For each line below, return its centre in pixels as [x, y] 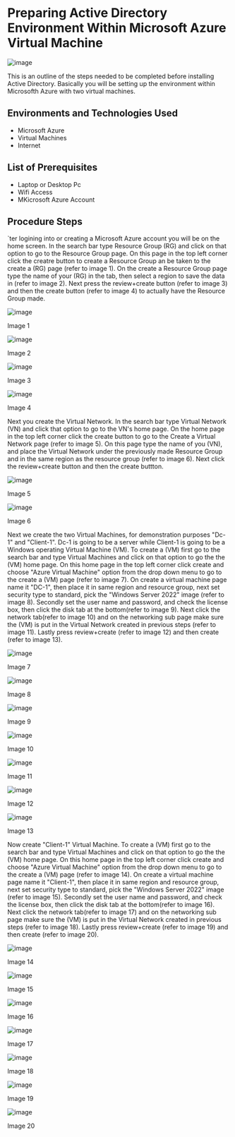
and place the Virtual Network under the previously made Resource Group [115, 451]
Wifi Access [35, 192]
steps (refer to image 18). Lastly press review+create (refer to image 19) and [118, 927]
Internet [29, 145]
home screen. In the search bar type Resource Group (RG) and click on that [117, 246]
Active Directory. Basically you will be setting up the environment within [111, 83]
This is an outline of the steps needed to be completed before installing [111, 76]
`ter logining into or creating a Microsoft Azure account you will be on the [114, 238]
